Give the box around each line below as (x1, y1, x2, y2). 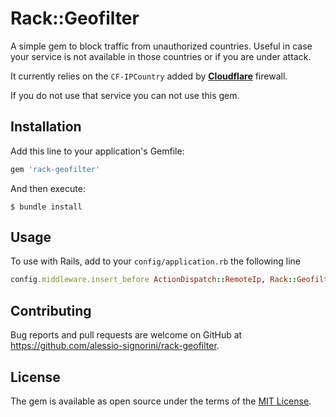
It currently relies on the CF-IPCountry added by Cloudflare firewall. (10, 70, 288, 82)
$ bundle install (10, 202, 83, 212)
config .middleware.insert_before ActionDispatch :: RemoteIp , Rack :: (10, 275, 298, 285)
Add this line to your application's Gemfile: (10, 145, 185, 157)
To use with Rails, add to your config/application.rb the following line (10, 255, 302, 267)
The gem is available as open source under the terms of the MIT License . (10, 395, 312, 407)
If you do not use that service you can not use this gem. (10, 89, 240, 101)
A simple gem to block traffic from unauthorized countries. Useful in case (10, 40, 313, 52)
